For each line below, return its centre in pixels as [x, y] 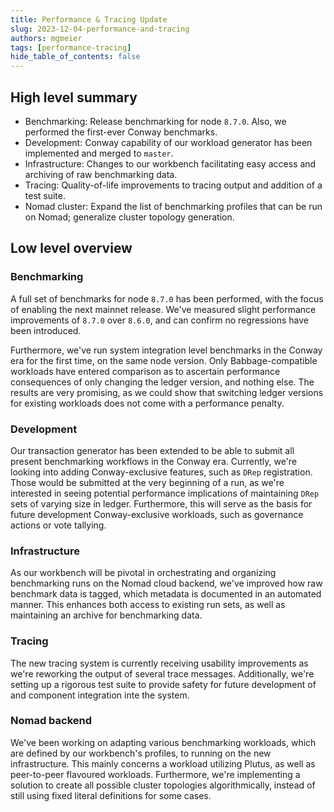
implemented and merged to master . [99, 153]
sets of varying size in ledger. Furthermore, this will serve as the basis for [161, 503]
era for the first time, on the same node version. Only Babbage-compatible [164, 360]
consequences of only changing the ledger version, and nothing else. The [162, 382]
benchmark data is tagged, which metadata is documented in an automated [166, 594]
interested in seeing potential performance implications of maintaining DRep [165, 493]
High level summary [74, 97]
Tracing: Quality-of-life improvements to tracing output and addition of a [173, 185]
